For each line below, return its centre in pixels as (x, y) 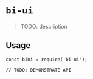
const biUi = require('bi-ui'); (46, 60)
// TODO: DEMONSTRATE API (38, 70)
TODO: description (44, 26)
